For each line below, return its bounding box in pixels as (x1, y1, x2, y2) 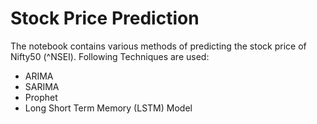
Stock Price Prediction (10, 7, 200, 30)
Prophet (24, 91, 58, 103)
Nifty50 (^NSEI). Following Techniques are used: (10, 50, 210, 62)
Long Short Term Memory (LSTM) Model (24, 102, 193, 114)
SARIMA (24, 80, 60, 92)
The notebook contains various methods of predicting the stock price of (10, 40, 307, 52)
